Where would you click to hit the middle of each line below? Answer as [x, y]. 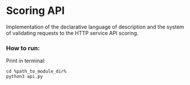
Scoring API [35, 11]
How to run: [23, 48]
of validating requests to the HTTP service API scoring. [72, 33]
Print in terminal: [26, 61]
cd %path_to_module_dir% [36, 72]
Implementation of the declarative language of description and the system [95, 27]
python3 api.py [25, 77]
